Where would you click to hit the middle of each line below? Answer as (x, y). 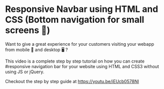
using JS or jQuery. (25, 72)
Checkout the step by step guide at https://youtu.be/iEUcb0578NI (72, 81)
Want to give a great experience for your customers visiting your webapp (80, 44)
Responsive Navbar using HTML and (82, 9)
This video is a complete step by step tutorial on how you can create (75, 61)
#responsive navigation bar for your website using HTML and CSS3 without (82, 66)
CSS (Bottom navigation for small (75, 20)
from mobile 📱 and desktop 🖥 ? (37, 49)
